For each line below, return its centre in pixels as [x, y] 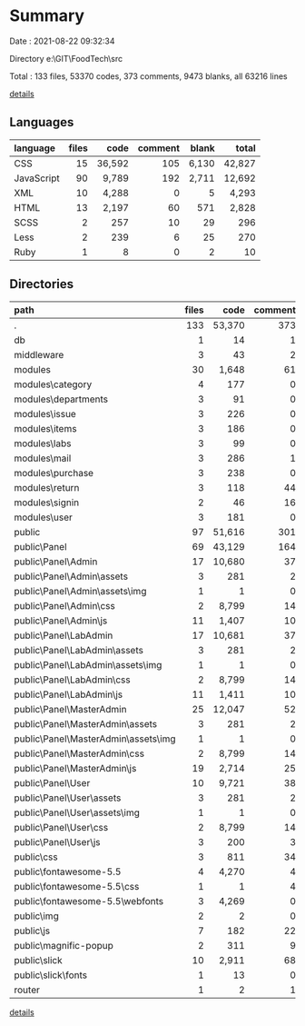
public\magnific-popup [64, 945]
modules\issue [45, 413]
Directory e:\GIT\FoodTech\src [66, 58]
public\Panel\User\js [57, 842]
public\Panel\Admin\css [64, 605]
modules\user [43, 517]
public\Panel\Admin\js [61, 621]
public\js [32, 931]
